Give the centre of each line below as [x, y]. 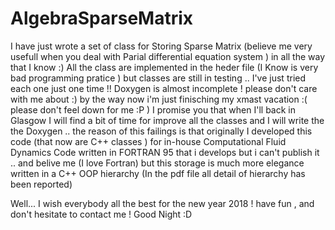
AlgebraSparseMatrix [102, 18]
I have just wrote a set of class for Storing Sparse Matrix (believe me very [161, 46]
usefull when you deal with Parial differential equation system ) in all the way [168, 56]
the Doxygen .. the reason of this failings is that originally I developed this [161, 131]
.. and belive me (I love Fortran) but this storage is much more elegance [157, 163]
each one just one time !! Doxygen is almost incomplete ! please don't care [164, 88]
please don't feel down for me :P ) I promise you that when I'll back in [153, 109]
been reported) [41, 184]
